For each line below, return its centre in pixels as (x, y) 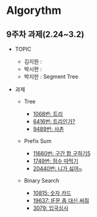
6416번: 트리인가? (54, 121)
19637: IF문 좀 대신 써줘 (61, 200)
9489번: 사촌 (48, 129)
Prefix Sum (38, 141)
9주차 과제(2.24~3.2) (45, 34)
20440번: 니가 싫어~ (58, 168)
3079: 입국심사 (51, 208)
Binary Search (42, 181)
